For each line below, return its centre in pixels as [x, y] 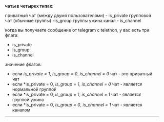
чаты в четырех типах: [29, 6]
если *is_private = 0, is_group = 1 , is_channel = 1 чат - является [77, 94]
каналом [21, 110]
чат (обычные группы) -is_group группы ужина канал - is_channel [73, 21]
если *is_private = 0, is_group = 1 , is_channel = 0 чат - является [77, 84]
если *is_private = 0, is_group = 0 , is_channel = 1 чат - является [77, 105]
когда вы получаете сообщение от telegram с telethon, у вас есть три [77, 30]
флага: [12, 35]
